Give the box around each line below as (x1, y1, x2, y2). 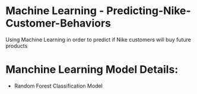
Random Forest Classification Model (14, 82, 103, 89)
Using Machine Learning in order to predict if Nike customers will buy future (5, 36, 191, 43)
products (5, 42, 28, 49)
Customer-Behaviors (5, 16, 111, 30)
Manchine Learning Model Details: (5, 63, 179, 76)
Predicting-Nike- (106, 4, 191, 18)
